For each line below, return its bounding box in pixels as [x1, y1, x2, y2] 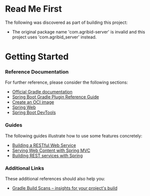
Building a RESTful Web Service [12, 142, 76, 148]
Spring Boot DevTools [12, 109, 56, 115]
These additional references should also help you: [5, 176, 106, 182]
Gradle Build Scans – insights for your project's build [12, 185, 118, 191]
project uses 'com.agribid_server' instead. [12, 34, 97, 40]
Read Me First [5, 3, 62, 15]
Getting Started [5, 51, 69, 62]
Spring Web [12, 105, 36, 110]
